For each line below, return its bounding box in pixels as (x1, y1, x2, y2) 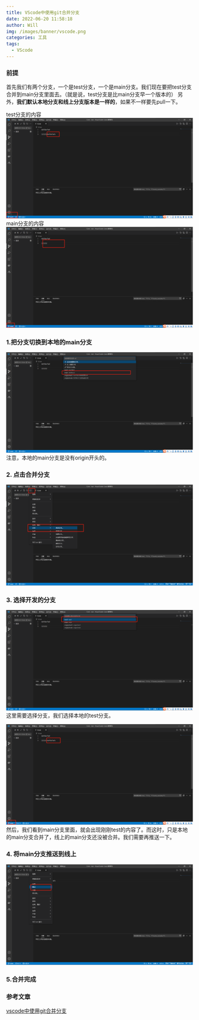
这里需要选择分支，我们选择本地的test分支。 (6, 712, 114, 719)
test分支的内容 (6, 111, 41, 118)
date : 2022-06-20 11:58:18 (6, 15, 73, 22)
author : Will (6, 22, 38, 28)
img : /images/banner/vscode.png (6, 29, 86, 35)
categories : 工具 (6, 35, 47, 41)
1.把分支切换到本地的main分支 (6, 338, 92, 346)
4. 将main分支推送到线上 (6, 850, 77, 858)
